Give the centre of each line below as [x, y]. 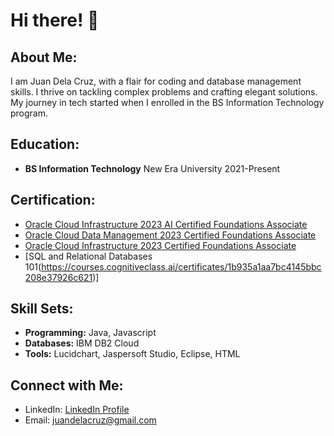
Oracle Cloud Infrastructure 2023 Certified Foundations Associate [160, 245]
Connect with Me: [67, 385]
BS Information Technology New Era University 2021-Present [152, 168]
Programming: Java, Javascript [90, 333]
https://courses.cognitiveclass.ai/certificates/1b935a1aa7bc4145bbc [181, 266]
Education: [45, 144]
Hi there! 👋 [55, 20]
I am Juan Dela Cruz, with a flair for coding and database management [156, 81]
